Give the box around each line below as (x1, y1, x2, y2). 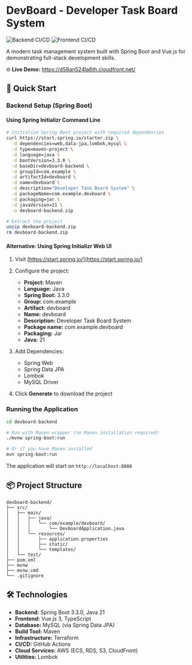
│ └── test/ (6, 552, 42, 558)
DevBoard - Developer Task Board (6, 4, 178, 17)
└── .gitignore (6, 573, 44, 579)
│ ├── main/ (6, 510, 42, 516)
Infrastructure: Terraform (14, 634, 79, 641)
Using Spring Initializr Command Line (6, 116, 100, 123)
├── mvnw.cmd (6, 567, 39, 573)
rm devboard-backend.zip (6, 229, 68, 235)
